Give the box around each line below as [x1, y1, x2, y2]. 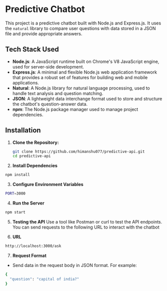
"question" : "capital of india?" [9, 276, 79, 281]
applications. [12, 79, 39, 85]
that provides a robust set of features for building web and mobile [12, 74, 148, 80]
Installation [5, 126, 41, 134]
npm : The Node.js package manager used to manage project [12, 106, 138, 112]
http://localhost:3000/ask [5, 243, 61, 248]
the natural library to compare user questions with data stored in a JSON [5, 25, 156, 31]
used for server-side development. [12, 63, 84, 69]
